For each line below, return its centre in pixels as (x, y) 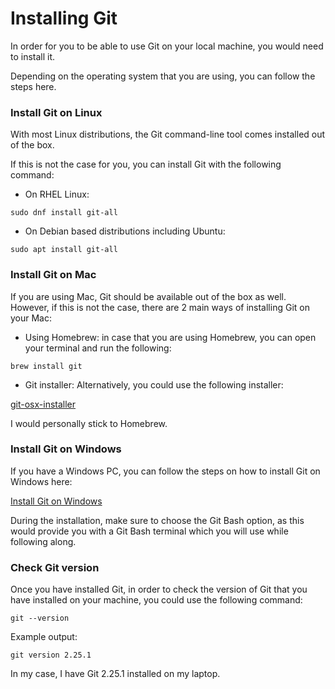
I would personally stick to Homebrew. (89, 423)
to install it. (33, 56)
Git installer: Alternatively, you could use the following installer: (154, 384)
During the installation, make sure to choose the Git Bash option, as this (157, 520)
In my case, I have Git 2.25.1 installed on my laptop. (115, 674)
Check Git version (55, 567)
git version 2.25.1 (51, 655)
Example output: (44, 637)
